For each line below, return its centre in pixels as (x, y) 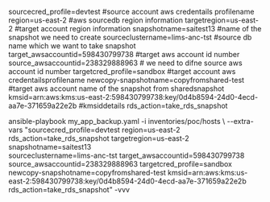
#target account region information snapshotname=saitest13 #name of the (138, 29)
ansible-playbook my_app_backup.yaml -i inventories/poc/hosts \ (117, 121)
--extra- (240, 121)
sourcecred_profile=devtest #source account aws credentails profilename (131, 12)
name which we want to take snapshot (72, 46)
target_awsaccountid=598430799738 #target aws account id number (124, 54)
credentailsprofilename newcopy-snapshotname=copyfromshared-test (126, 80)
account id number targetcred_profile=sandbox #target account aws (122, 71)
